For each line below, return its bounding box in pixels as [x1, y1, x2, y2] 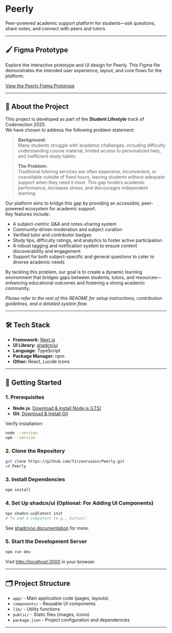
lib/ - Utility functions [12, 606, 60, 612]
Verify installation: [5, 421, 44, 427]
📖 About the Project [5, 102, 69, 111]
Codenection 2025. [5, 121, 46, 127]
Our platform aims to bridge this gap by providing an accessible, [5, 200, 141, 206]
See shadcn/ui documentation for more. [5, 525, 90, 531]
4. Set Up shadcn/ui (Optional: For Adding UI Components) [5, 499, 154, 507]
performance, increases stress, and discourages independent [17, 185, 148, 191]
